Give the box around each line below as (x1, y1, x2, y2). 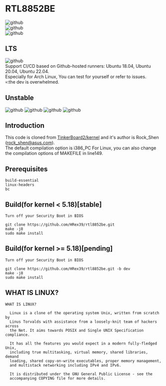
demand (5, 354, 19, 359)
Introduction (5, 121, 45, 129)
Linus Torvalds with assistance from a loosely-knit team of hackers (9, 319, 157, 324)
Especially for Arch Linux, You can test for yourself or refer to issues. (5, 73, 147, 80)
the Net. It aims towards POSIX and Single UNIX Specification (9, 328, 144, 333)
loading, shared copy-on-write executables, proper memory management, (9, 358, 162, 364)
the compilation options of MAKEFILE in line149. (5, 150, 103, 156)
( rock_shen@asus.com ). (5, 140, 55, 146)
